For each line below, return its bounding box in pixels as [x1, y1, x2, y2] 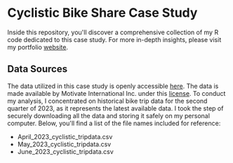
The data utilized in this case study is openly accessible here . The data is [7, 82, 219, 90]
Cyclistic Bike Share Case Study [7, 5, 198, 21]
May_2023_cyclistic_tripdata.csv [17, 140, 112, 148]
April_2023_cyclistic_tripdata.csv [17, 132, 113, 141]
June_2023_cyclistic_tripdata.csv [17, 147, 114, 155]
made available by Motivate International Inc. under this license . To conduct [7, 89, 226, 97]
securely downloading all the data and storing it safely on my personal [7, 111, 211, 120]
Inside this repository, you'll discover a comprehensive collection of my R [7, 28, 219, 36]
